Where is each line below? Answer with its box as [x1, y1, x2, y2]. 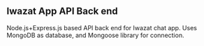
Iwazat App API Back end [6, 5, 118, 17]
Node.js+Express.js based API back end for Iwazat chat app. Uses [6, 23, 197, 32]
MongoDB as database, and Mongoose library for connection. [6, 31, 184, 39]
